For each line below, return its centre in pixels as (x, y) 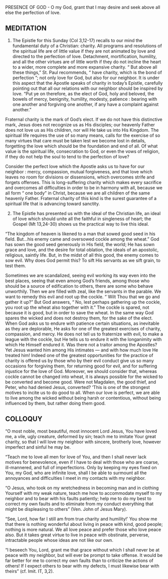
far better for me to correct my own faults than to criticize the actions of (79, 560)
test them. (16, 266)
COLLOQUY (24, 419)
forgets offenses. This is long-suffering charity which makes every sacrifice (83, 182)
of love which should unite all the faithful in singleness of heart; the (82, 219)
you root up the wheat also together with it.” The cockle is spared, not (77, 307)
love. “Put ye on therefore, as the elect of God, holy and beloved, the (83, 93)
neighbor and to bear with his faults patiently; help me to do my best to (78, 498)
